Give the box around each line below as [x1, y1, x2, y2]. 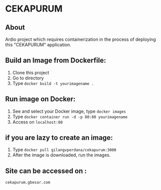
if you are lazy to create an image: [5, 134, 113, 142]
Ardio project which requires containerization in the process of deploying [5, 36, 156, 42]
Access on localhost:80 [12, 119, 63, 125]
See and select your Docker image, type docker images [12, 108, 126, 114]
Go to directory [12, 75, 44, 81]
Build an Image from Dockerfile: [5, 56, 106, 65]
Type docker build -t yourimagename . [12, 80, 94, 86]
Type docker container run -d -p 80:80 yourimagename [12, 114, 128, 120]
